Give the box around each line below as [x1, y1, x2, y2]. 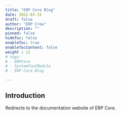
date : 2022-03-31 [5, 12, 42, 17]
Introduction [5, 91, 46, 100]
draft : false [5, 17, 33, 22]
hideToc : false [5, 36, 37, 41]
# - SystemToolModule [5, 64, 51, 69]
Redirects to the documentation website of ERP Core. [5, 104, 116, 111]
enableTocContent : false [5, 45, 58, 50]
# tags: [5, 54, 22, 60]
